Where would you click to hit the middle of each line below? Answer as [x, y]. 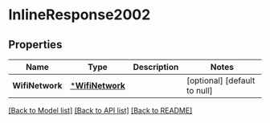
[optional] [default [221, 80]
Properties [35, 45]
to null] [199, 90]
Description [156, 67]
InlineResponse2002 [80, 15]
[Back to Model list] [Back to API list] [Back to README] [100, 111]
